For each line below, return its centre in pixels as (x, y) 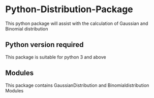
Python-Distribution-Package (69, 9)
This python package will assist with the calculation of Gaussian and (77, 23)
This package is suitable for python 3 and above (56, 57)
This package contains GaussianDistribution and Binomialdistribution (77, 85)
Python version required (44, 45)
